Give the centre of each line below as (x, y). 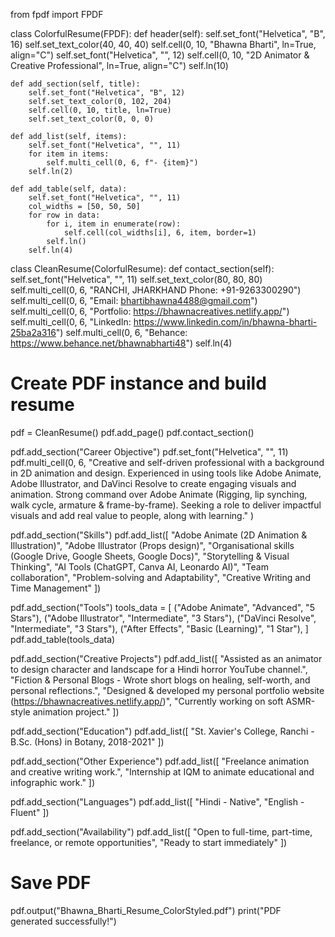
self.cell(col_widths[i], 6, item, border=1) (160, 233)
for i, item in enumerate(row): (114, 224)
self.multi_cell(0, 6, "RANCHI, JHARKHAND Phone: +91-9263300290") (156, 290)
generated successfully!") (63, 921)
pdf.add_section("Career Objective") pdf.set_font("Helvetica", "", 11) (149, 451)
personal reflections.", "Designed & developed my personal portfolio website (167, 690)
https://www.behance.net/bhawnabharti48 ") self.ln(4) (121, 343)
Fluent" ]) (30, 812)
